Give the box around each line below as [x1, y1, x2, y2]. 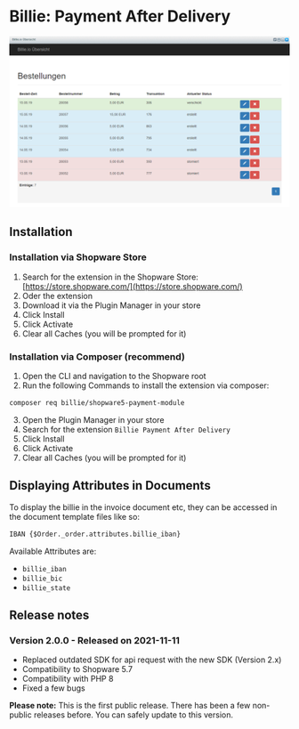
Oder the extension [21, 290, 93, 301]
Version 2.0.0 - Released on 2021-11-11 [9, 634, 181, 646]
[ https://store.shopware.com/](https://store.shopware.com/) [21, 280, 243, 291]
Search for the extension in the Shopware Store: [21, 271, 198, 282]
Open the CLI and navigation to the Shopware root [21, 371, 206, 382]
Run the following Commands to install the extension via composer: [21, 380, 270, 391]
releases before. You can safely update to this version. [34, 709, 234, 720]
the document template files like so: [9, 511, 141, 522]
